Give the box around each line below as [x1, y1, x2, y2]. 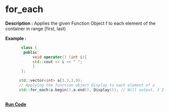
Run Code [5, 101, 27, 107]
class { [21, 45, 37, 50]
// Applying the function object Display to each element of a [18, 82, 155, 88]
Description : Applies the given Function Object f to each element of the [5, 20, 156, 26]
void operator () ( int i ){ [32, 54, 87, 60]
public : [23, 49, 39, 55]
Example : [5, 35, 27, 41]
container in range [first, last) [5, 25, 66, 31]
